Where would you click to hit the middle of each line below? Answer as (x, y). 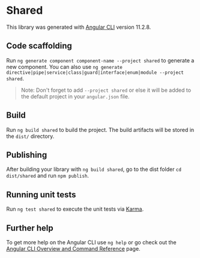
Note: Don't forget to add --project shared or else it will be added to (106, 90)
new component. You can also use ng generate (65, 67)
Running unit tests (41, 195)
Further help (30, 228)
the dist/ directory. (30, 136)
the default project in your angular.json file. (75, 96)
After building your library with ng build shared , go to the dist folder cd (94, 169)
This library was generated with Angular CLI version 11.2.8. (79, 27)
